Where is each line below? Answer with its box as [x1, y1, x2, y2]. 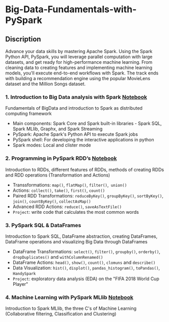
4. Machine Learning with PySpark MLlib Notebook [5, 293, 133, 301]
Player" [12, 281, 29, 287]
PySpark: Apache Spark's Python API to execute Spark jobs [12, 131, 138, 137]
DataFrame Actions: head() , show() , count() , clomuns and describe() [12, 259, 156, 265]
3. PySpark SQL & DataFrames [5, 221, 81, 229]
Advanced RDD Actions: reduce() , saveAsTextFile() [12, 203, 122, 210]
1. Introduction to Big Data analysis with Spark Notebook [5, 93, 148, 101]
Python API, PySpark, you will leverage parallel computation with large [5, 54, 153, 60]
